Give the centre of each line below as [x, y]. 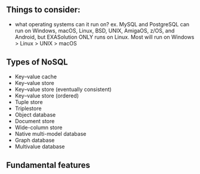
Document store [35, 121]
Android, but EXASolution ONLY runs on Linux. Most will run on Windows [104, 37]
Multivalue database [40, 146]
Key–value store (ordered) [47, 96]
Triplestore [28, 108]
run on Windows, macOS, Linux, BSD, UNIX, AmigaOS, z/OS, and [95, 30]
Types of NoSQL [37, 62]
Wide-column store [39, 127]
